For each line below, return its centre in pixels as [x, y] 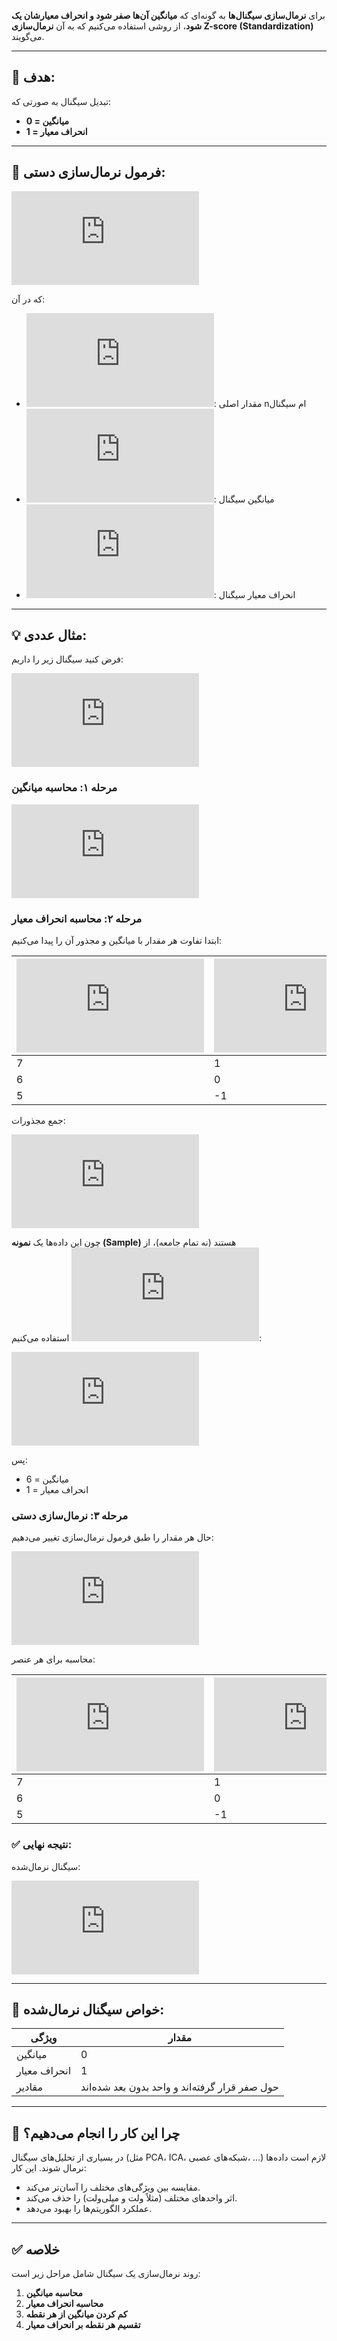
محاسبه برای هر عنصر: [53, 1659]
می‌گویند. [28, 36]
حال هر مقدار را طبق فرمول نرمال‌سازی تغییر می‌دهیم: [112, 1537]
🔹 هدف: [33, 77]
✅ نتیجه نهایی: [42, 1845]
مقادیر [29, 2087]
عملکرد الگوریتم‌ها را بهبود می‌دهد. [89, 2209]
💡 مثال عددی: [49, 635]
